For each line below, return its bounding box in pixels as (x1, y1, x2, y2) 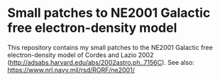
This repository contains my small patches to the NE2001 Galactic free (7, 43, 213, 51)
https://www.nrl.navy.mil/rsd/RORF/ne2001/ (7, 66, 135, 74)
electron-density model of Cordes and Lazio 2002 (7, 51, 154, 59)
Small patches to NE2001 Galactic (7, 5, 211, 21)
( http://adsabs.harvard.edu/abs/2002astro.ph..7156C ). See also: (7, 58, 195, 66)
